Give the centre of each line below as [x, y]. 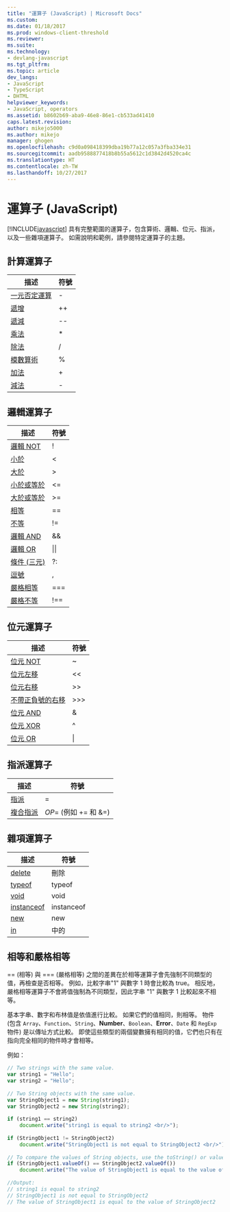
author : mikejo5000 [35, 128]
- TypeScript [26, 90]
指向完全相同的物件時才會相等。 [52, 1041]
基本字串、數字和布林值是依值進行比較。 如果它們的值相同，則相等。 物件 [111, 1015]
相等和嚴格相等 [39, 957]
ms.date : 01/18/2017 [37, 26]
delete [21, 873]
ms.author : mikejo [33, 134]
